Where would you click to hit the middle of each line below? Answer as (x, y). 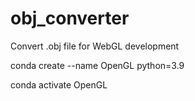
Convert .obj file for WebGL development (95, 46)
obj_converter (70, 18)
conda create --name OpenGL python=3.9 (97, 65)
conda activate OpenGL (59, 84)
